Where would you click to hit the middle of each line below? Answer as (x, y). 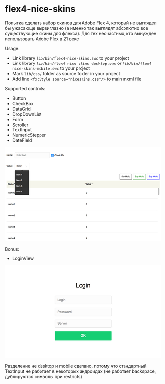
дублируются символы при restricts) (44, 376)
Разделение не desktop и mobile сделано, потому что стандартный (76, 366)
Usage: (12, 48)
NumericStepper (29, 135)
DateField (22, 140)
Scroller (20, 125)
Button (19, 98)
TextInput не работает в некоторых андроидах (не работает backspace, (81, 371)
